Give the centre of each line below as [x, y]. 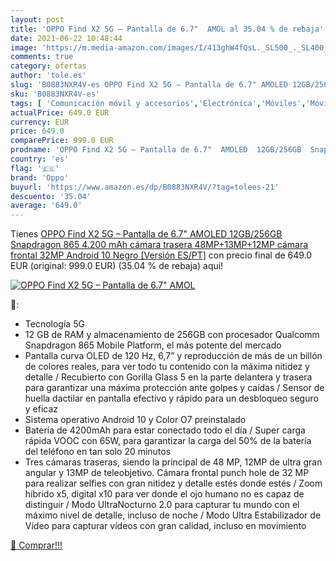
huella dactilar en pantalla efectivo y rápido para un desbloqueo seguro [171, 398]
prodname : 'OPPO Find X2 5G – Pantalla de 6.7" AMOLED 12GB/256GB [156, 150]
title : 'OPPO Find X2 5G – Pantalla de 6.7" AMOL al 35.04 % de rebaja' [167, 29]
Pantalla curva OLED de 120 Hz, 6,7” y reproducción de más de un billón [173, 356]
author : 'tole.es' [48, 76]
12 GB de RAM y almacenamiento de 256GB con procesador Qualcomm [172, 335]
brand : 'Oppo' [40, 177]
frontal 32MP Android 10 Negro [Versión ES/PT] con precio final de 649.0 [161, 255]
